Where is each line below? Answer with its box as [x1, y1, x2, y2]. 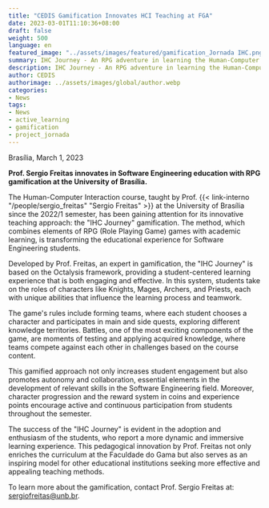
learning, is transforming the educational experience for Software [8, 234, 224, 244]
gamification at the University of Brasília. [8, 177, 148, 186]
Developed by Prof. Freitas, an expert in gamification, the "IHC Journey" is [8, 258, 254, 268]
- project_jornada [8, 130, 70, 138]
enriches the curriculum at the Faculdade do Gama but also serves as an [8, 450, 248, 459]
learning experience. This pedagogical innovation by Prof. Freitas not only [8, 441, 252, 450]
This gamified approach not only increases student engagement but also [8, 366, 248, 376]
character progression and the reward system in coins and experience [8, 391, 240, 401]
